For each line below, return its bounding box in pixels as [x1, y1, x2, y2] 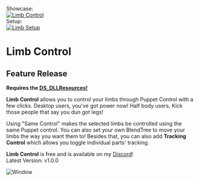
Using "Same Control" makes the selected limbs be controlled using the [6, 120, 182, 127]
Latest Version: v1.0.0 [6, 157, 59, 164]
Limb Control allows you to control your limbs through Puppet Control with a [6, 96, 194, 103]
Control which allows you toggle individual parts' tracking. [6, 139, 150, 146]
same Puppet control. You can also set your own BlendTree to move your [6, 126, 185, 133]
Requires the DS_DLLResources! [6, 85, 88, 91]
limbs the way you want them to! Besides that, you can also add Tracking [6, 133, 186, 139]
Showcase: [6, 5, 34, 12]
